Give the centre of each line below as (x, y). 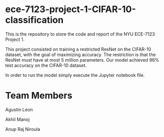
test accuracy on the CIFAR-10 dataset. (46, 65)
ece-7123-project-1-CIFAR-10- (71, 9)
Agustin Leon (19, 109)
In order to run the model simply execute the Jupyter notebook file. (75, 75)
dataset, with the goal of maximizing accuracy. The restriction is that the (80, 55)
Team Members (39, 96)
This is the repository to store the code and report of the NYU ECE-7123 (80, 34)
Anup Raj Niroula (23, 129)
